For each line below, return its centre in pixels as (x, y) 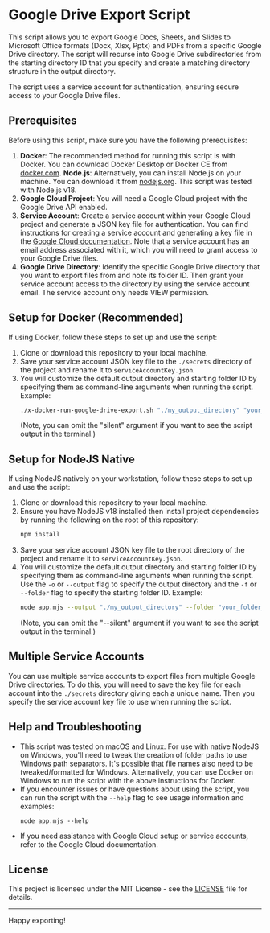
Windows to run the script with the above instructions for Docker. (128, 780)
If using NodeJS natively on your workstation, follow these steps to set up (131, 479)
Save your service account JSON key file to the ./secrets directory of (135, 361)
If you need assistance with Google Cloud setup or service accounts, (134, 836)
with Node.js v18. (48, 190)
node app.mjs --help (54, 821)
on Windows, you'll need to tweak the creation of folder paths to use (133, 754)
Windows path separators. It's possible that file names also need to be (136, 763)
